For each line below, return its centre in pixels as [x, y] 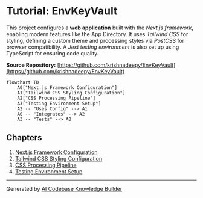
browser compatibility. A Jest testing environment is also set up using [93, 47]
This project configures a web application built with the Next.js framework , [100, 28]
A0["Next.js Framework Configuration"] [67, 88]
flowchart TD [23, 82]
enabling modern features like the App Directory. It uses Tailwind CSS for [97, 34]
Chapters [24, 138]
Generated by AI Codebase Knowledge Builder [64, 188]
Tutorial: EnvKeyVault [62, 11]
